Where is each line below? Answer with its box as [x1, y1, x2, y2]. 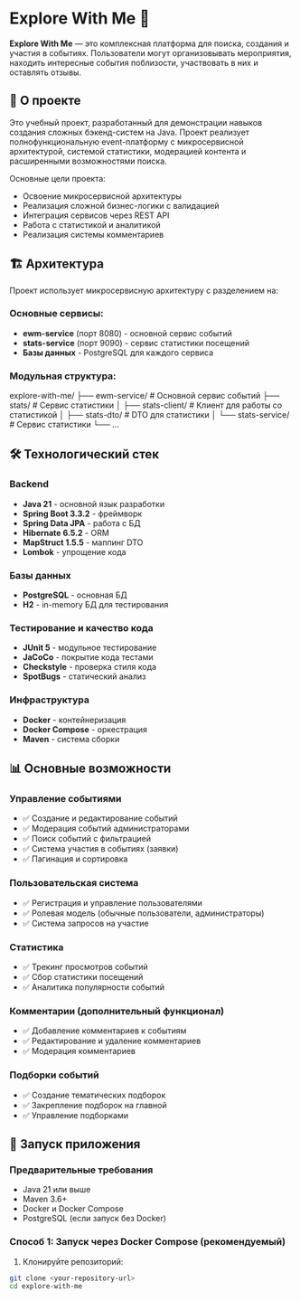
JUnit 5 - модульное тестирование [22, 642, 157, 654]
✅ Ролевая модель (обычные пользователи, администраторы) [22, 908, 265, 918]
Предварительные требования [9, 1163, 154, 1176]
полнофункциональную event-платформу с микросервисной [9, 136, 244, 147]
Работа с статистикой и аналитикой [22, 219, 161, 230]
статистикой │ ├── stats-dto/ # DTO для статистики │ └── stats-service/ [9, 410, 290, 420]
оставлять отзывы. [9, 67, 82, 78]
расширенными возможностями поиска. [9, 155, 167, 166]
